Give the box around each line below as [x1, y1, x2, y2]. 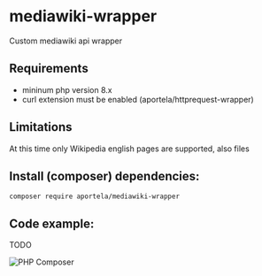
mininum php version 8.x [21, 84, 112, 95]
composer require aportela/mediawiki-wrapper [9, 192, 180, 201]
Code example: [9, 216, 95, 231]
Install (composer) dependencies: [9, 168, 200, 183]
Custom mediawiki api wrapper [9, 35, 122, 46]
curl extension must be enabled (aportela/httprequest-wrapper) [21, 94, 254, 104]
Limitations [9, 119, 73, 134]
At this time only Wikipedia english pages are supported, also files [9, 143, 250, 154]
